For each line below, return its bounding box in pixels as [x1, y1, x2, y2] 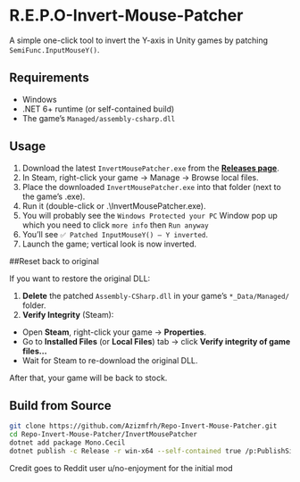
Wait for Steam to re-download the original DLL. [21, 354, 198, 366]
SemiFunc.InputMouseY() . [9, 44, 100, 54]
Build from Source [9, 398, 112, 413]
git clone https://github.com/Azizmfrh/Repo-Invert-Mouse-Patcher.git [9, 421, 278, 431]
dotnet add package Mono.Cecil [9, 438, 126, 447]
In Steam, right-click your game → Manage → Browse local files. [21, 171, 259, 183]
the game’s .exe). [21, 191, 86, 202]
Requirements [9, 71, 89, 86]
